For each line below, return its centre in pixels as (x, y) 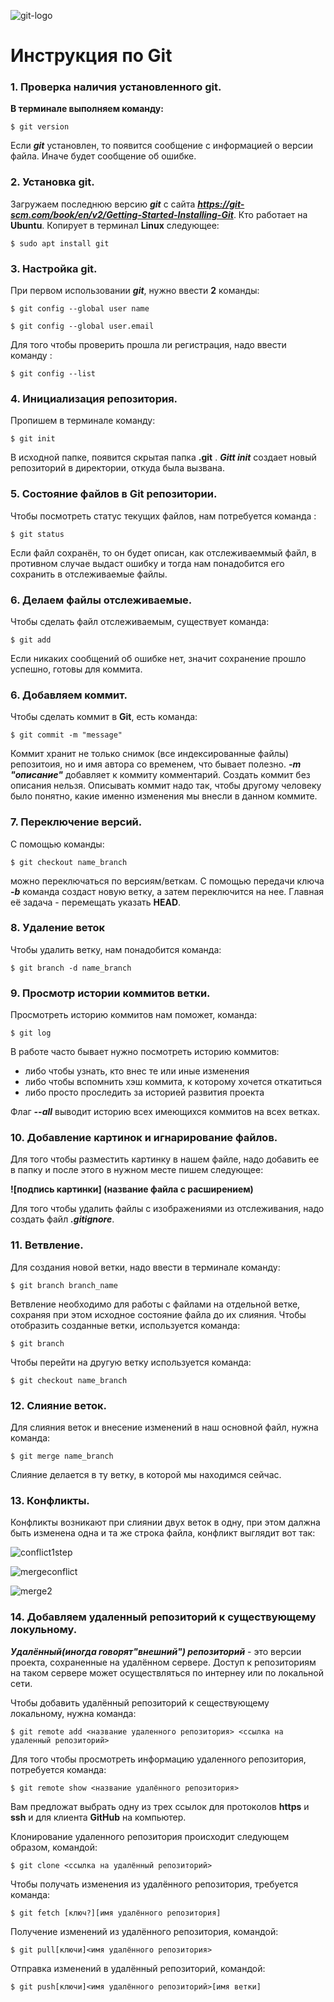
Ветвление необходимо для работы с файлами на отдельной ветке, (155, 1304)
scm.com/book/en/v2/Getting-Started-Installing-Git (122, 214)
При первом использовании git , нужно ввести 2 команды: (135, 291)
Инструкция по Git (91, 56)
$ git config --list (53, 374)
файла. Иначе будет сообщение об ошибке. (103, 156)
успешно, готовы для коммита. (76, 669)
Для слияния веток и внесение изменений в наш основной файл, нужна (164, 1427)
